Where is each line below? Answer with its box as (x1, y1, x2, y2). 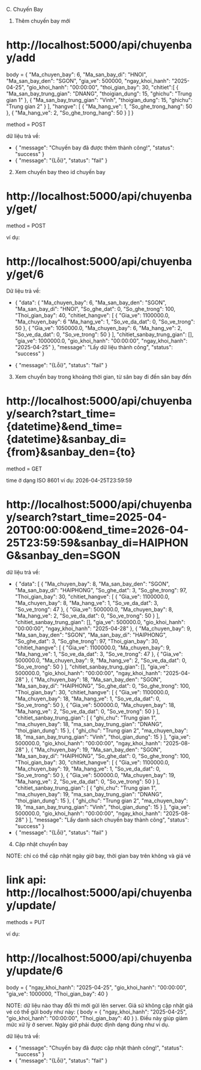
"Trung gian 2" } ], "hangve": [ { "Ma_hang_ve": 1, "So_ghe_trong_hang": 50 (6, 103, 193, 110)
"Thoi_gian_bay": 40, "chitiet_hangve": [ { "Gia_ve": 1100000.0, (14, 311, 170, 319)
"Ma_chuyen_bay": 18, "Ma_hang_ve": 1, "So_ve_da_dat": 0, (14, 695, 161, 702)
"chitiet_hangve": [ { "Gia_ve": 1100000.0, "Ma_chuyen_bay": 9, (14, 644, 171, 651)
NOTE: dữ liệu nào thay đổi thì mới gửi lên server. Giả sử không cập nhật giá (6, 1002, 193, 1009)
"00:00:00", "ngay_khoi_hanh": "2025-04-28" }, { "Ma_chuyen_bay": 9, (14, 625, 192, 632)
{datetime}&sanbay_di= (6, 433, 127, 446)
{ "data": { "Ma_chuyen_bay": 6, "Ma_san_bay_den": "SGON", (14, 299, 167, 306)
